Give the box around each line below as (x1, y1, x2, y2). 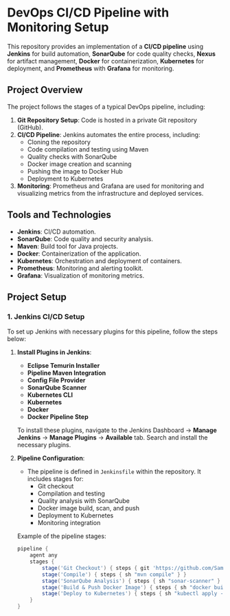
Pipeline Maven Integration (27, 369, 106, 377)
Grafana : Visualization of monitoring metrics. (16, 271, 145, 280)
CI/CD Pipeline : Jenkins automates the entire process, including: (16, 130, 200, 138)
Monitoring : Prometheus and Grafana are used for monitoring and (16, 181, 205, 190)
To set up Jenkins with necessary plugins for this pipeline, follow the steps (7, 327, 218, 336)
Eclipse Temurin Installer (27, 362, 100, 370)
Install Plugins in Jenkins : (16, 348, 92, 356)
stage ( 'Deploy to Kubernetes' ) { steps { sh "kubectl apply (42, 591, 218, 597)
